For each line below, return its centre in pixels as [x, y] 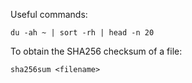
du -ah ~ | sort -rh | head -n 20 [82, 33]
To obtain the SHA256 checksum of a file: [96, 51]
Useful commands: [49, 14]
